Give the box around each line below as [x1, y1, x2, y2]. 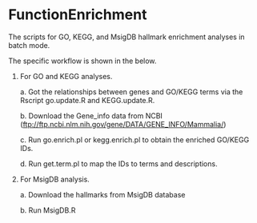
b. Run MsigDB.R [19, 205, 76, 215]
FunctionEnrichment [8, 6, 147, 24]
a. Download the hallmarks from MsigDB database [19, 189, 186, 199]
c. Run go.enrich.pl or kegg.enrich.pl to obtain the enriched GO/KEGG [19, 134, 250, 145]
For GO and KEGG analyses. [19, 71, 113, 81]
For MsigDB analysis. [19, 174, 90, 184]
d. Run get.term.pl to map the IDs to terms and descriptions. [19, 158, 218, 169]
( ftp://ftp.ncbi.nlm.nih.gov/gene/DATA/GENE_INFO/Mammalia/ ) [19, 119, 227, 129]
